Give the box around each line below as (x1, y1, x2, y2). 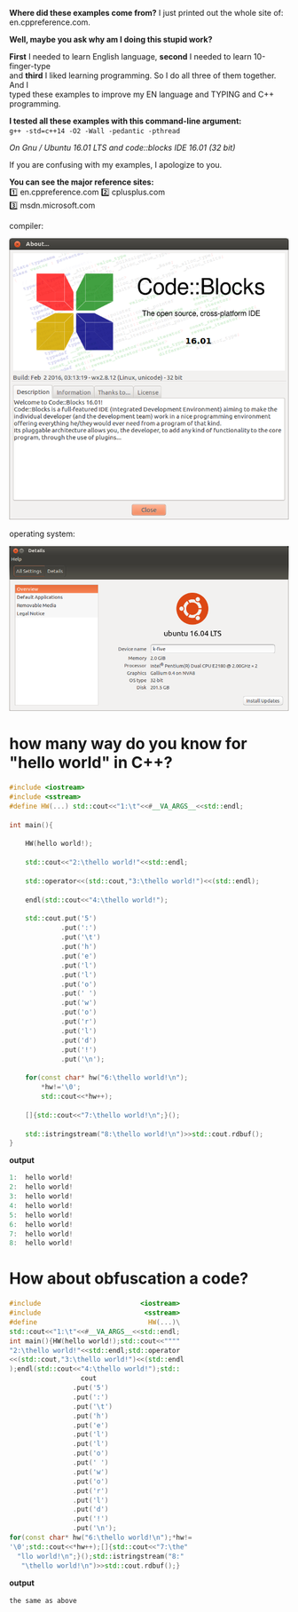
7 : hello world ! (9, 1229, 74, 1238)
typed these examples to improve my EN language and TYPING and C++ (9, 89, 275, 99)
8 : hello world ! (9, 1238, 74, 1248)
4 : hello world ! (9, 1201, 74, 1210)
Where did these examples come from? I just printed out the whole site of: (9, 8, 284, 18)
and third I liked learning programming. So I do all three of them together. (9, 70, 277, 81)
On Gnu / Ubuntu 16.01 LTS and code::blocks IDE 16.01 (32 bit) (9, 142, 236, 153)
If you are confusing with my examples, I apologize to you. (9, 160, 223, 170)
